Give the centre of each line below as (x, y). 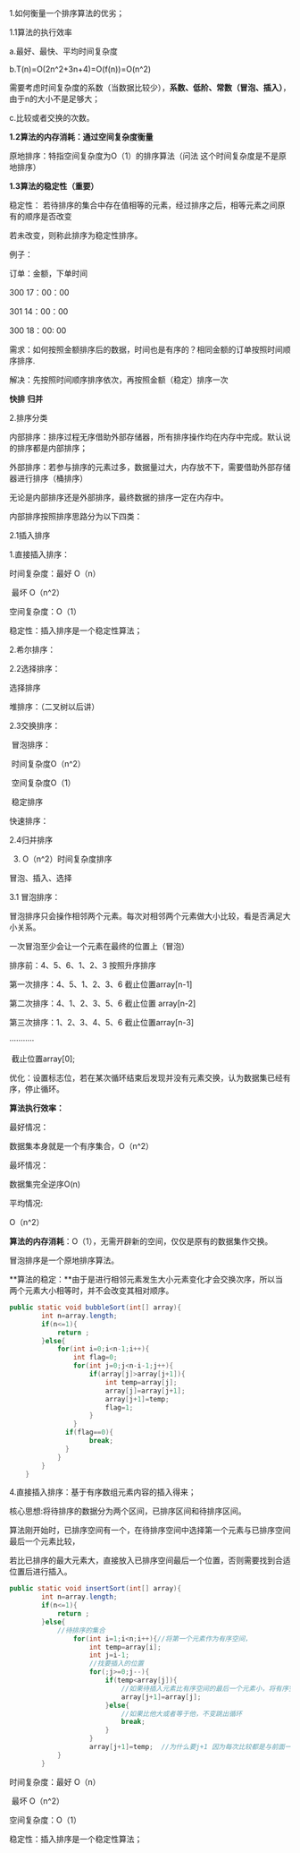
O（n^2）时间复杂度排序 (67, 859)
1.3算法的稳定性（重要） (54, 186)
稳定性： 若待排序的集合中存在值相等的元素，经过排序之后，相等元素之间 (143, 205)
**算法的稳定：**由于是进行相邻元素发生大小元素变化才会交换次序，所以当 (146, 1279)
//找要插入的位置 (117, 1664)
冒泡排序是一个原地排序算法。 (64, 1260)
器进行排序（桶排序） (48, 478)
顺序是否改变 (48, 216)
